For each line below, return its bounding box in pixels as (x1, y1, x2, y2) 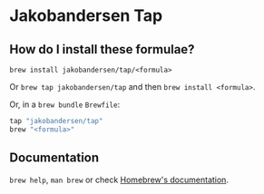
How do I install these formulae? (9, 42, 195, 57)
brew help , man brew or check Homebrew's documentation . (9, 174, 230, 185)
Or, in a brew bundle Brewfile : (9, 99, 121, 110)
